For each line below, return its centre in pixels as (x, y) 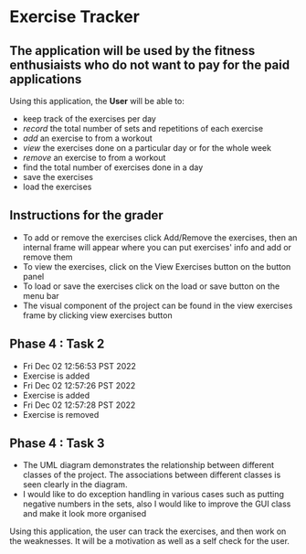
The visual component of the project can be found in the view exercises (158, 305)
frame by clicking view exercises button (97, 315)
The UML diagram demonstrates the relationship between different (148, 465)
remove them (47, 257)
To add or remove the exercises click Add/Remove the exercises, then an (160, 237)
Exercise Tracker (74, 17)
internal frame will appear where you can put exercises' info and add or (157, 247)
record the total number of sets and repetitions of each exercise (142, 128)
